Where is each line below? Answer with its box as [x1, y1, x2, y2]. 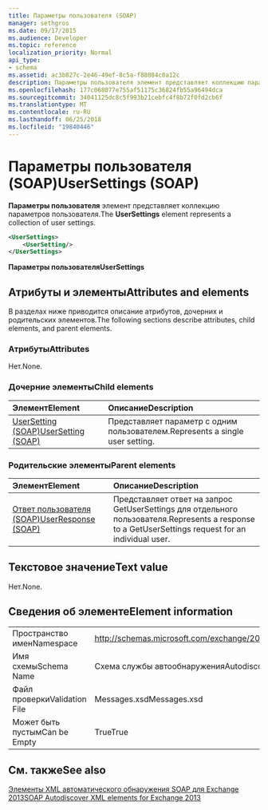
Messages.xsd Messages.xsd [94, 693, 203, 705]
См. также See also [8, 764, 106, 777]
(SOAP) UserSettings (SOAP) [8, 174, 199, 192]
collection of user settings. [8, 217, 96, 227]
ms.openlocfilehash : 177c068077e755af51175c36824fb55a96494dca [8, 85, 223, 94]
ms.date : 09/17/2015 [8, 26, 77, 34]
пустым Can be [12, 726, 69, 737]
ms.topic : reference [8, 41, 77, 49]
